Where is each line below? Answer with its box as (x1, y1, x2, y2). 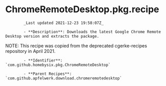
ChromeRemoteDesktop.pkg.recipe (5, 4, 159, 15)
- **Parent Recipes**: (23, 71, 72, 76)
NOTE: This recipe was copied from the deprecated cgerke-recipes (5, 42, 147, 49)
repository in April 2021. (5, 48, 56, 54)
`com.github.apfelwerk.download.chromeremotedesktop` (5, 75, 123, 81)
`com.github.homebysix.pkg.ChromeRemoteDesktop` (5, 62, 111, 67)
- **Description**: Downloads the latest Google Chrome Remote (23, 29, 161, 34)
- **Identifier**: (23, 58, 63, 63)
